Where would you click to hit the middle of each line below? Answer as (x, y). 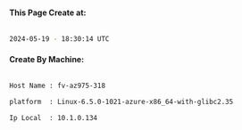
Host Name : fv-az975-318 (57, 86)
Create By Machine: (47, 59)
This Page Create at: (48, 12)
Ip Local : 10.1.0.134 (54, 118)
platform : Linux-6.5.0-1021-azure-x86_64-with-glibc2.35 (121, 102)
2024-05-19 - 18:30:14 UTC (59, 39)
